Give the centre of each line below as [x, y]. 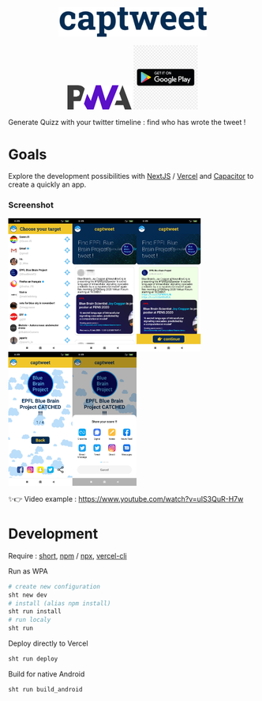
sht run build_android [45, 689]
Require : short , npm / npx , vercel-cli [68, 555]
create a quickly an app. [47, 184]
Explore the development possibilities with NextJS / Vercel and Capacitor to [131, 176]
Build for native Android [47, 674]
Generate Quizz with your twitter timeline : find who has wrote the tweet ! [127, 123]
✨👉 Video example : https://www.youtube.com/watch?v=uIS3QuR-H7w [126, 498]
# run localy [30, 620]
